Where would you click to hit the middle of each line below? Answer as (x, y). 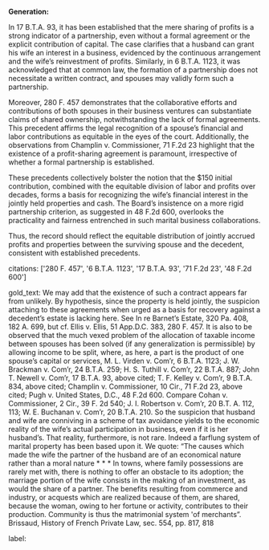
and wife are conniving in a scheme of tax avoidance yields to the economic (134, 420)
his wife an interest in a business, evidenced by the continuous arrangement (134, 53)
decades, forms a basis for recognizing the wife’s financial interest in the (128, 195)
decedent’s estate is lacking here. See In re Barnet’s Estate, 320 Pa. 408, (128, 318)
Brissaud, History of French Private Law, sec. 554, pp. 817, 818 (111, 523)
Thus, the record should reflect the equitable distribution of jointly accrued (132, 236)
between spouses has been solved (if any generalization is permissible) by (132, 344)
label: (17, 538)
